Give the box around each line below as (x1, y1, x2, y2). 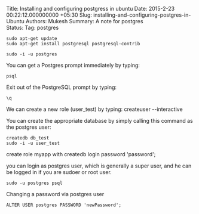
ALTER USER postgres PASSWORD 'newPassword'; (6, 202, 121, 208)
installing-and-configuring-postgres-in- (93, 11, 191, 18)
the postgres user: (6, 123, 52, 131)
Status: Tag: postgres (6, 24, 59, 31)
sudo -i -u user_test (6, 140, 60, 146)
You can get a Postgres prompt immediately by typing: (6, 62, 140, 69)
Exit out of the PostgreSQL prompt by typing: (6, 83, 117, 91)
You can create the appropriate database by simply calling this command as (6, 117, 193, 124)
